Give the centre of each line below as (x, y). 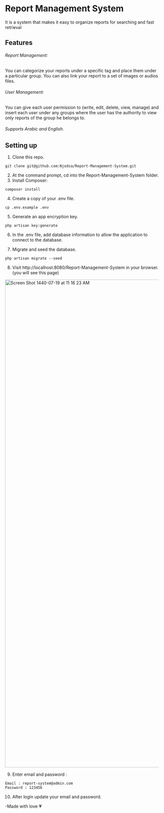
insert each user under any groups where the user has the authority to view (81, 112)
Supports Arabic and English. (35, 129)
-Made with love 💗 (24, 806)
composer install (23, 189)
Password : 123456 (24, 788)
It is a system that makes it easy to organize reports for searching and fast (80, 22)
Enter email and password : (40, 774)
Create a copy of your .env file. (43, 199)
